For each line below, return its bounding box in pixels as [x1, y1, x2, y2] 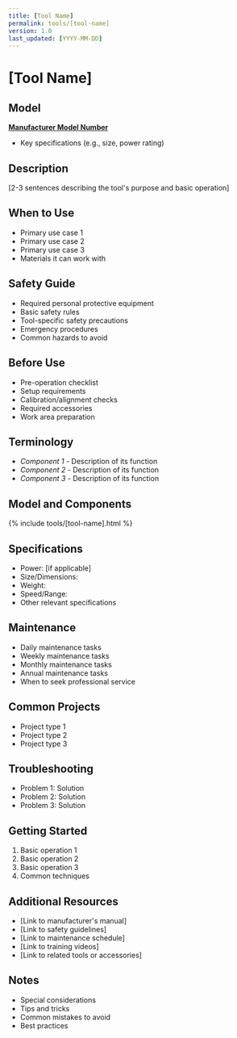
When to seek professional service [19, 676, 135, 686]
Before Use [8, 356, 66, 370]
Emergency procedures [19, 324, 98, 333]
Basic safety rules [19, 307, 80, 316]
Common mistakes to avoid [19, 1012, 111, 1022]
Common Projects [8, 700, 101, 714]
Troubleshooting [8, 762, 94, 776]
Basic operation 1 [19, 845, 78, 856]
